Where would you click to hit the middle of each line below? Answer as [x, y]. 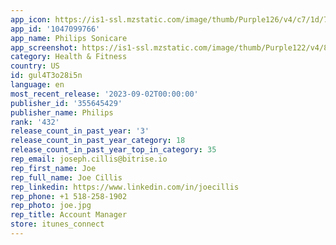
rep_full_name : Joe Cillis [66, 177]
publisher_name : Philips [62, 112]
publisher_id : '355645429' [66, 103]
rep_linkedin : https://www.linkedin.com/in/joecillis [125, 187]
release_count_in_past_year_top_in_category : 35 [113, 150]
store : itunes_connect [57, 224]
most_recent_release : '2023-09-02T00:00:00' [104, 94]
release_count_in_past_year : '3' [80, 131]
